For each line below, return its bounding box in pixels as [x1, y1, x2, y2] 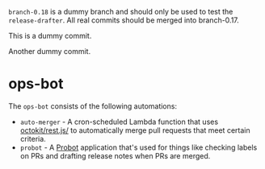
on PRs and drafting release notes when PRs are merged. [19, 150, 211, 160]
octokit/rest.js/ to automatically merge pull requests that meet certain [19, 125, 250, 135]
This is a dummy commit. [8, 31, 92, 40]
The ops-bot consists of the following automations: [8, 101, 178, 111]
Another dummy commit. [8, 47, 91, 56]
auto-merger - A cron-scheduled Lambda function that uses [19, 117, 219, 126]
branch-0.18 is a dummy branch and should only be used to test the [8, 7, 233, 16]
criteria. [19, 134, 46, 143]
